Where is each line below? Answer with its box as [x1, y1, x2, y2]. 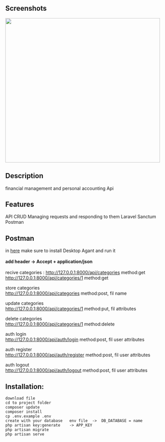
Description [5, 171, 43, 180]
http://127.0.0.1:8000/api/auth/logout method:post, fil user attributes [5, 367, 148, 374]
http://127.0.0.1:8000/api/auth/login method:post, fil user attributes [5, 336, 145, 343]
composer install [5, 409, 42, 415]
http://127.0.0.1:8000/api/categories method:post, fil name [5, 290, 127, 297]
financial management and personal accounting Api [5, 185, 114, 191]
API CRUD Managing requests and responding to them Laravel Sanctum [5, 214, 157, 220]
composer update [5, 405, 40, 410]
